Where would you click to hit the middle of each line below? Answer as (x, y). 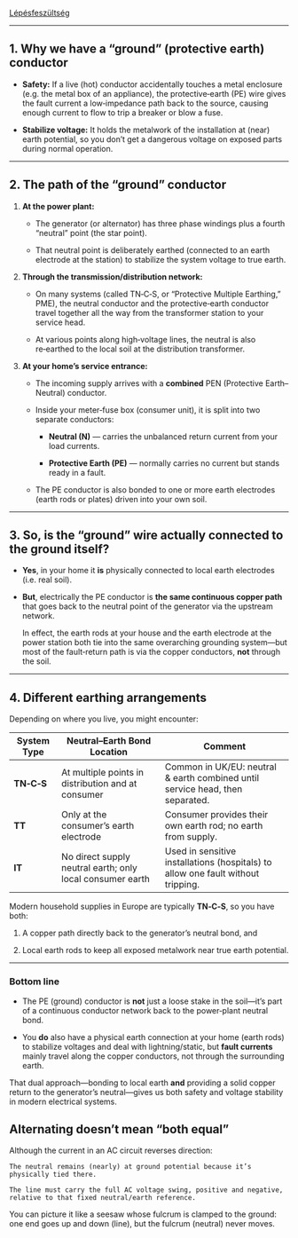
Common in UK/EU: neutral (220, 767)
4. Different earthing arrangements (108, 697)
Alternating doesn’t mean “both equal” (119, 1129)
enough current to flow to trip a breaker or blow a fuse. (122, 112)
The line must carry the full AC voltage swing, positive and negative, (146, 1190)
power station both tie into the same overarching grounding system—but (155, 643)
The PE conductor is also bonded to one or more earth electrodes (155, 489)
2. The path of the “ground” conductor (118, 185)
